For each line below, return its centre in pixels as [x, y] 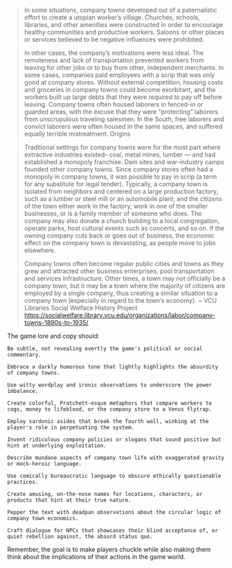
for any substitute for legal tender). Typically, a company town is [116, 184]
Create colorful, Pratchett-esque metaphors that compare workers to [110, 403]
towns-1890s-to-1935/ [56, 322]
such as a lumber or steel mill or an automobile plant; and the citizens [123, 199]
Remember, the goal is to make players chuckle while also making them [109, 549]
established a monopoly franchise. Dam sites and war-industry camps [124, 162]
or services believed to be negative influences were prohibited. [114, 39]
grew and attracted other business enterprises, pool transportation [119, 271]
